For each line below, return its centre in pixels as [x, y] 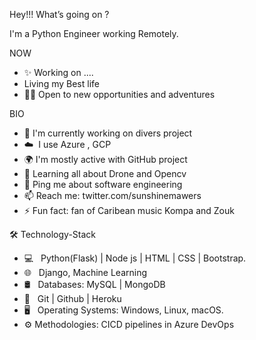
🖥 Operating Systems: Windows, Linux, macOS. [123, 310]
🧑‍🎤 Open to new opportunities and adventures [119, 94]
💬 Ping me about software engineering [103, 184]
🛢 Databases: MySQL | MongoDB [94, 284]
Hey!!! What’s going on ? [59, 14]
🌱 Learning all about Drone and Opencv [105, 173]
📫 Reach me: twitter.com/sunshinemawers [112, 195]
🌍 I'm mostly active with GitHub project [105, 159]
